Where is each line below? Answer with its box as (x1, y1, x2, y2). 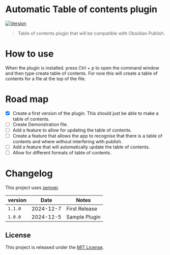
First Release (66, 205, 98, 212)
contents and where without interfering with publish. (12, 139, 123, 145)
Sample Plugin (66, 213, 101, 220)
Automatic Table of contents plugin (5, 4, 158, 15)
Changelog (5, 168, 53, 179)
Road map (5, 93, 49, 105)
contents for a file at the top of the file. (5, 75, 86, 82)
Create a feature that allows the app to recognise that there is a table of (12, 133, 163, 139)
